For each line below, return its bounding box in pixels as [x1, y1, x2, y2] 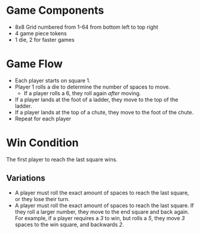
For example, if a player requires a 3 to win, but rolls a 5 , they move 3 [14, 214, 185, 221]
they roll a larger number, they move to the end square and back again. [14, 208, 189, 215]
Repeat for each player [14, 115, 72, 122]
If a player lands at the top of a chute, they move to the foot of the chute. [14, 108, 194, 116]
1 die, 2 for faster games [14, 36, 75, 43]
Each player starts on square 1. [14, 77, 91, 84]
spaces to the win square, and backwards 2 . [14, 221, 124, 228]
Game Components [6, 4, 104, 17]
